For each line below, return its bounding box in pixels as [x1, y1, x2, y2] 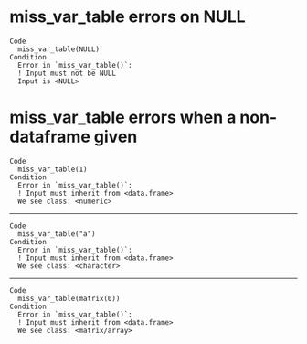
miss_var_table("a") [17, 229, 96, 239]
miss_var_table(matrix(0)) [17, 294, 121, 303]
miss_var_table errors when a [9, 107, 237, 128]
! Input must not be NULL [17, 69, 117, 78]
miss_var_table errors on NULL [9, 6, 246, 27]
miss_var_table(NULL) [17, 44, 101, 54]
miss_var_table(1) [17, 165, 89, 174]
